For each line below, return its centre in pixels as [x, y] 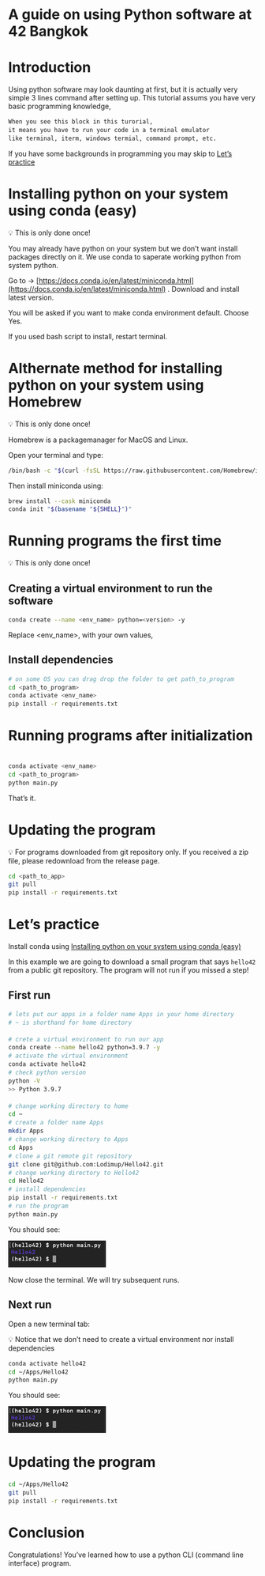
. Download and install [203, 289]
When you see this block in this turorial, [81, 122]
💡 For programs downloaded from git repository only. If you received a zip [129, 852]
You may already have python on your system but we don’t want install [123, 248]
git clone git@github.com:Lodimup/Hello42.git [86, 1164]
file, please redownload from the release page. [84, 860]
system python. [34, 265]
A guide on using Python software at [130, 15]
